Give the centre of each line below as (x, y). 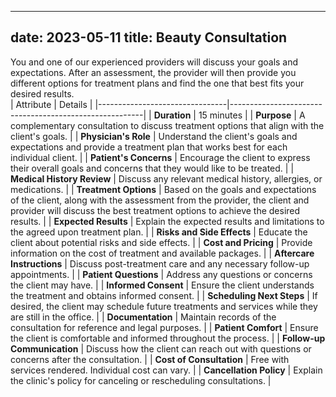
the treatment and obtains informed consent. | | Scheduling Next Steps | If (164, 295)
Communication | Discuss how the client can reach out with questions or (161, 348)
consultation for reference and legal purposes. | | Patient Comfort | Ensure (164, 327)
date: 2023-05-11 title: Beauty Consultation (149, 37)
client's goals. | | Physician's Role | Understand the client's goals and (154, 136)
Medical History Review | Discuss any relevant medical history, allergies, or (166, 178)
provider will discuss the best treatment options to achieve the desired (155, 210)
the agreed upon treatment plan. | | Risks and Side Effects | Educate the (159, 232)
